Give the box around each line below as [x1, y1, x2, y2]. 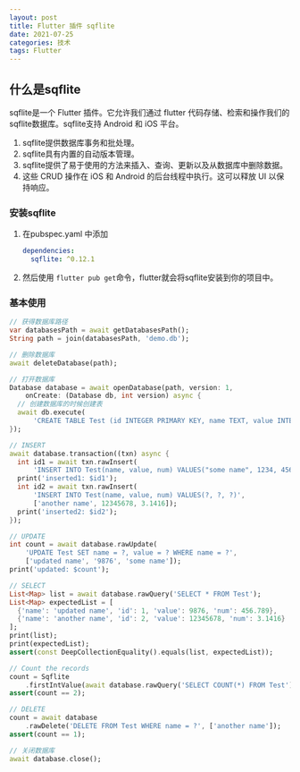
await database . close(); [9, 754, 102, 763]
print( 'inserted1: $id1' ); [17, 474, 118, 483]
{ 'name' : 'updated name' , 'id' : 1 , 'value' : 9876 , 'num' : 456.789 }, [17, 606, 278, 615]
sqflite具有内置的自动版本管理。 [21, 148, 140, 159]
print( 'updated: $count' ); [9, 565, 110, 574]
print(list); [9, 632, 58, 641]
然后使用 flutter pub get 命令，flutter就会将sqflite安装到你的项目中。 [21, 272, 279, 283]
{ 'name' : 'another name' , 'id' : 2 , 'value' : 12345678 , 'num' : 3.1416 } [17, 615, 286, 624]
